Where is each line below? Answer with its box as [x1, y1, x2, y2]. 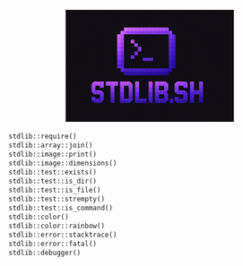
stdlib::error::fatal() [8, 239, 98, 248]
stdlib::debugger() [8, 248, 82, 257]
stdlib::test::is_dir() [8, 176, 98, 185]
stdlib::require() [8, 132, 77, 141]
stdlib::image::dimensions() [8, 159, 117, 167]
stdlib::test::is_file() [8, 185, 101, 194]
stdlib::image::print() [8, 150, 98, 159]
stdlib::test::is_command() [8, 203, 114, 212]
